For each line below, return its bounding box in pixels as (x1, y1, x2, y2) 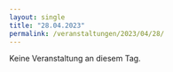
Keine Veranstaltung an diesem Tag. (9, 54, 141, 64)
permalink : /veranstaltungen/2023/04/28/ (9, 29, 165, 38)
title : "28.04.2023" (9, 21, 86, 30)
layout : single (9, 12, 66, 22)
